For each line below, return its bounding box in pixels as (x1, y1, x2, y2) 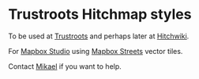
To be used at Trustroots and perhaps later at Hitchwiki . (8, 31, 190, 41)
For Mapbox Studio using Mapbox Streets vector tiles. (8, 46, 183, 56)
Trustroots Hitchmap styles (8, 5, 192, 23)
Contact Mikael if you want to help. (8, 61, 122, 71)
